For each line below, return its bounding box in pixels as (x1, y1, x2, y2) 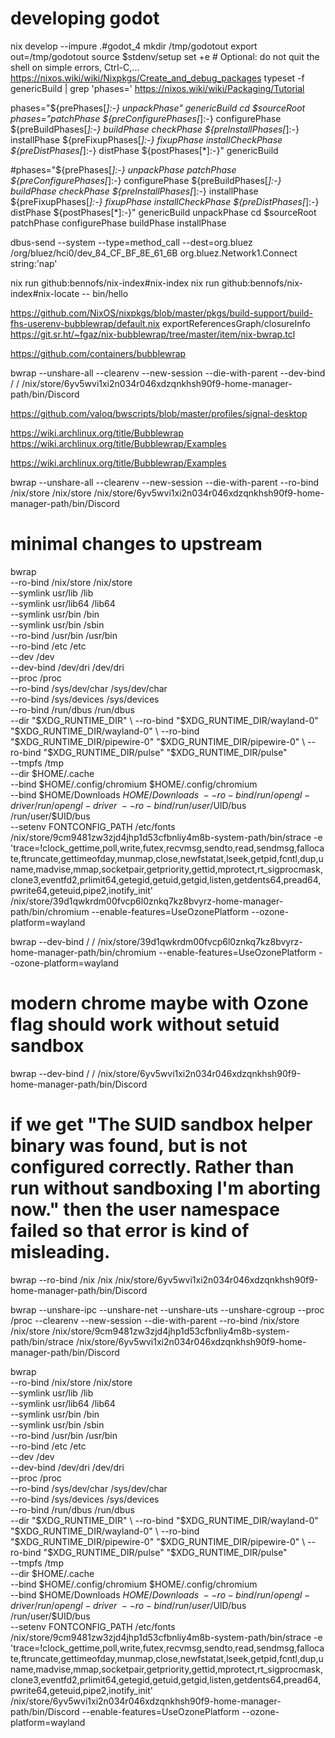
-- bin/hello (81, 287, 129, 299)
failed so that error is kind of (10, 1220, 250, 1242)
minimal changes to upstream (10, 533, 263, 556)
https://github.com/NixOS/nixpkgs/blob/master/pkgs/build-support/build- (10, 307, 314, 319)
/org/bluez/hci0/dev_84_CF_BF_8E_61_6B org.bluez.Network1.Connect (10, 247, 298, 259)
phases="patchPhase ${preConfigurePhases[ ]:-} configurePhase (10, 112, 282, 124)
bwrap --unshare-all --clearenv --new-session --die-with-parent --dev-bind (10, 367, 326, 379)
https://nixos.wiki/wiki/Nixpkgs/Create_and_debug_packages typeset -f (10, 72, 305, 84)
